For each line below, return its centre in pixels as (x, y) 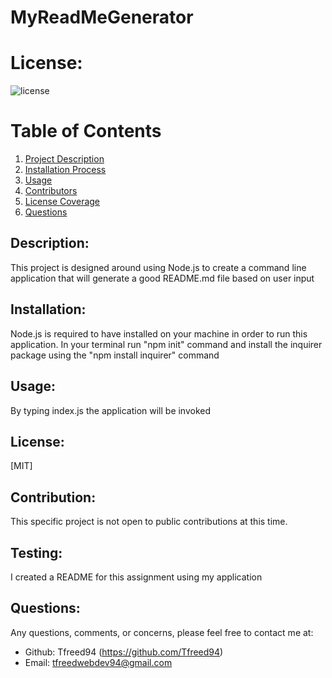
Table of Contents (86, 131)
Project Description (64, 159)
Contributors (51, 191)
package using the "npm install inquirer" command (115, 355)
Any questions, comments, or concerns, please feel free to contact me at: (162, 632)
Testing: (36, 552)
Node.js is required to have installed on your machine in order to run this (159, 333)
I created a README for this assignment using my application (136, 577)
